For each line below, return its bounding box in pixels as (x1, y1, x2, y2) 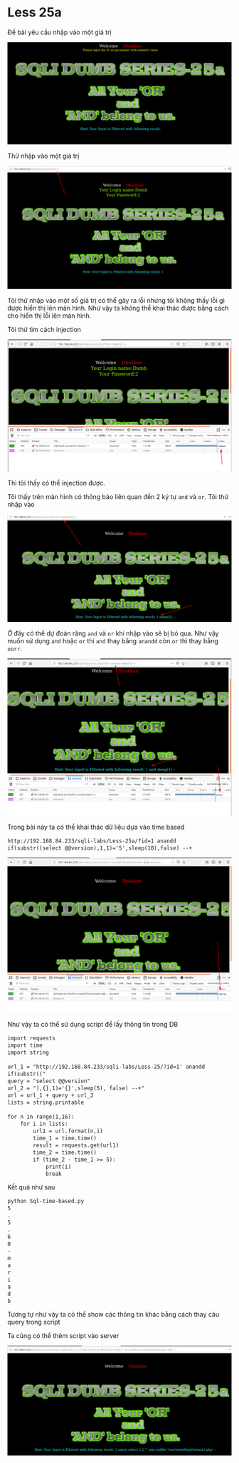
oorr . (7, 644, 23, 653)
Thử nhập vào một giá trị (7, 151, 80, 161)
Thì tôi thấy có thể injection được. (7, 478, 105, 487)
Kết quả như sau (7, 1182, 55, 1191)
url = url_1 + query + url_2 (7, 1092, 94, 1099)
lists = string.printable (7, 1099, 84, 1106)
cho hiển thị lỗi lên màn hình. (7, 311, 92, 320)
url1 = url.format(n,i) (33, 1127, 103, 1135)
